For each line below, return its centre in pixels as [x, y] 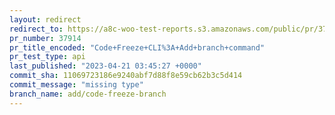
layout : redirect [45, 19]
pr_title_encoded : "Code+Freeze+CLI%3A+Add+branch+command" [137, 47]
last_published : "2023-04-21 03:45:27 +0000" [105, 66]
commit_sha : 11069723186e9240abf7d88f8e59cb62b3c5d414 [126, 76]
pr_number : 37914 [45, 38]
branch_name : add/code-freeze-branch [88, 94]
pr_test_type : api [47, 57]
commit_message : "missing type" [76, 85]
